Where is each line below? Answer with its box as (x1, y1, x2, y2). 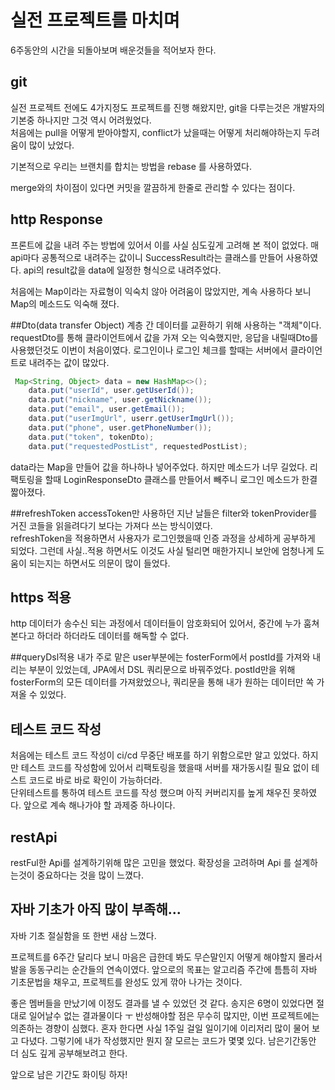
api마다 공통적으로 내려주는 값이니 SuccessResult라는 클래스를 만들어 (10, 251, 284, 263)
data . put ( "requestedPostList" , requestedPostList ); (28, 441, 248, 451)
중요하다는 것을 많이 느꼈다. (36, 869, 144, 881)
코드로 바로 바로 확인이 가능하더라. (28, 774, 163, 786)
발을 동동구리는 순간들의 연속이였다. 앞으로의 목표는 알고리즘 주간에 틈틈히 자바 (10, 963, 318, 975)
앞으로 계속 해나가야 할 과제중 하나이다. (23, 799, 176, 811)
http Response (10, 211, 103, 228)
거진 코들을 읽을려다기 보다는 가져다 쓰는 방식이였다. (10, 519, 213, 531)
